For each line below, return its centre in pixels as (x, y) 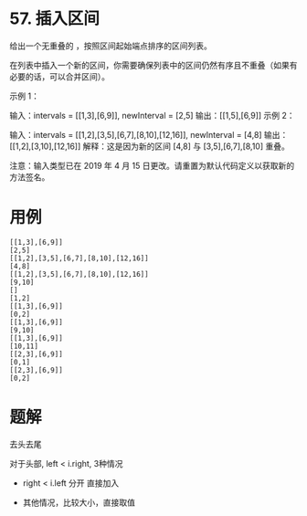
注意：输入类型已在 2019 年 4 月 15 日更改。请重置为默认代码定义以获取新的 (152, 165)
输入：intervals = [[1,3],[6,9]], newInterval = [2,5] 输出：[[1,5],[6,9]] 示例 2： (152, 115)
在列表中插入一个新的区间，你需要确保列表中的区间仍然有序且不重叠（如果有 (153, 65)
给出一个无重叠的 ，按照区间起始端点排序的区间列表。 (111, 46)
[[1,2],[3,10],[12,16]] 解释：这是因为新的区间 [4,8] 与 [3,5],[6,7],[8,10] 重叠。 (149, 146)
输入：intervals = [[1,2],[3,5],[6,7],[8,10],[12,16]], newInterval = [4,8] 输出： (149, 134)
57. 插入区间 (55, 19)
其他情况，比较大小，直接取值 (79, 502)
